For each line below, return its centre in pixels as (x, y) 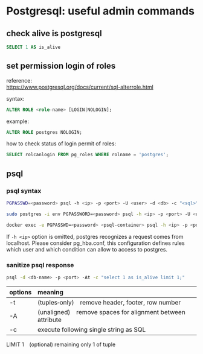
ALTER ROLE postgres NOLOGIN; (44, 132)
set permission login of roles (61, 66)
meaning (50, 292)
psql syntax (24, 191)
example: (18, 121)
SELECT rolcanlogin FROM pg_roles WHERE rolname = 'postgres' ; (88, 155)
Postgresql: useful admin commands (101, 11)
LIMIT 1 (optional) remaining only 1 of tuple (61, 344)
